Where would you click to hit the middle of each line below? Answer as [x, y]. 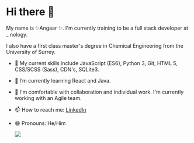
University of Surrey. [31, 52]
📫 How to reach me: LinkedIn [50, 109]
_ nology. [17, 34]
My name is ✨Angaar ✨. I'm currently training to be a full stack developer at [97, 28]
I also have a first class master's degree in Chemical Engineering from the [95, 45]
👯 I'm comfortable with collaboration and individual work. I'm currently [99, 92]
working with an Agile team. [48, 98]
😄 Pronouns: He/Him [40, 123]
